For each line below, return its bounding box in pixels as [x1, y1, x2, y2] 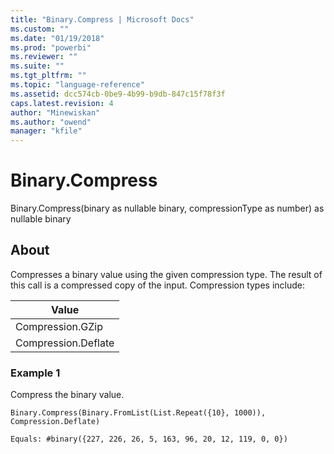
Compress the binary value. [10, 389, 125, 401]
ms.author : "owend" [10, 117, 92, 127]
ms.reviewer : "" [10, 52, 78, 62]
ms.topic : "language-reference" [10, 80, 145, 90]
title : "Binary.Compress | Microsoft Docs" [10, 14, 195, 25]
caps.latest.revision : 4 [10, 98, 114, 108]
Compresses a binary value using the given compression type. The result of [10, 268, 323, 280]
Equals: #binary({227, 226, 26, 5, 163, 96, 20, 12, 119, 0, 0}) [10, 434, 288, 445]
